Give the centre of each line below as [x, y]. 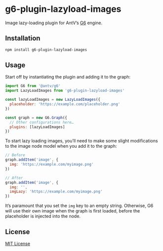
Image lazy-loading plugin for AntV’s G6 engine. [54, 23]
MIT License [18, 244]
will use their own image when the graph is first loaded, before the [73, 211]
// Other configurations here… [42, 122]
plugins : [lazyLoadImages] [37, 127]
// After [14, 178]
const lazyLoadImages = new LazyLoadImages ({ [53, 100]
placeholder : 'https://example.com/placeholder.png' [65, 104]
